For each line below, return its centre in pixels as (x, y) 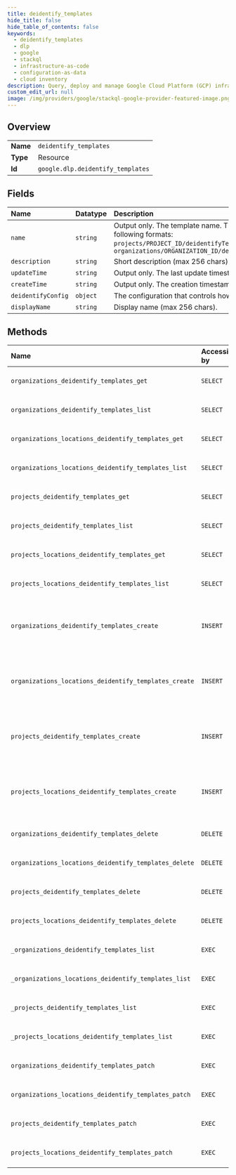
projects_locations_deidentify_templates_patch (92, 1153)
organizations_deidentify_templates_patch (83, 1066)
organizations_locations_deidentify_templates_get (97, 439)
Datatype (91, 214)
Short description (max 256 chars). (172, 261)
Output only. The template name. (168, 225)
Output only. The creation (156, 284)
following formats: (143, 234)
